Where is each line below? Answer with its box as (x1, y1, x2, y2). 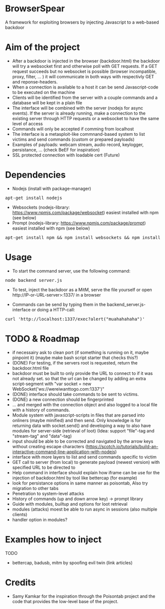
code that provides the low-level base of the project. (12, 598, 119, 604)
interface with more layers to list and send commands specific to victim (12, 454, 157, 460)
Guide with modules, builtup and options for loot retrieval (12, 501, 128, 507)
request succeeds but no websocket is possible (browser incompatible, (12, 68, 157, 74)
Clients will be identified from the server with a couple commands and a (12, 94, 158, 100)
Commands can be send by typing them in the (12, 301, 106, 307)
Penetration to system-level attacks (12, 490, 84, 496)
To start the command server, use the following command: (12, 268, 131, 274)
